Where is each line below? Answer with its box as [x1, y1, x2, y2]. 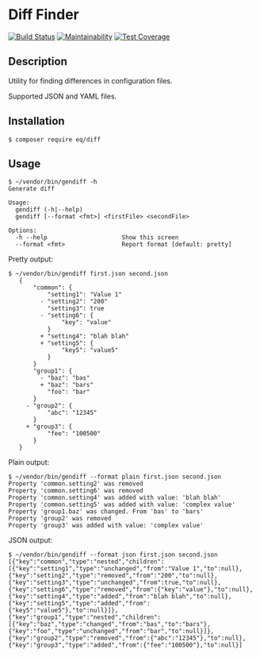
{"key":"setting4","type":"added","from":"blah [8, 593, 169, 601]
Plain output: [8, 458, 50, 467]
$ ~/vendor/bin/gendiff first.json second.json [8, 270, 169, 278]
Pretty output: [8, 254, 54, 264]
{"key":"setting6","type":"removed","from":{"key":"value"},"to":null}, [8, 586, 254, 593]
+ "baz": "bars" [40, 381, 94, 389]
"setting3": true [47, 304, 105, 313]
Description [8, 55, 67, 68]
